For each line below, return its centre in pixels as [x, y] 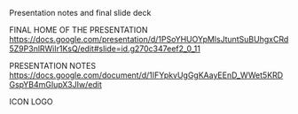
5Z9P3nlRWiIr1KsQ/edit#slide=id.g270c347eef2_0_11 [105, 49]
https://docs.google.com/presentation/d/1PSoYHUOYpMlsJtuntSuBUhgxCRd [149, 39]
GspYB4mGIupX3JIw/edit [55, 84]
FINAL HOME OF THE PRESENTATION [78, 30]
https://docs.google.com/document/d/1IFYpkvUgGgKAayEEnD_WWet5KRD [146, 75]
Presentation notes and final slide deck [80, 13]
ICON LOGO [31, 102]
